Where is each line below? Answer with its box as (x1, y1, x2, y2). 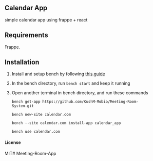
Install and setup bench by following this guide (11, 71, 105, 77)
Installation (4, 58, 39, 66)
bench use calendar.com (11, 129, 60, 134)
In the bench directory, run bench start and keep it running (11, 80, 131, 86)
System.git (11, 103, 34, 109)
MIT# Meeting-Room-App (4, 150, 57, 156)
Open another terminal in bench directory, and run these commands (11, 90, 148, 96)
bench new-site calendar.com (11, 112, 71, 117)
